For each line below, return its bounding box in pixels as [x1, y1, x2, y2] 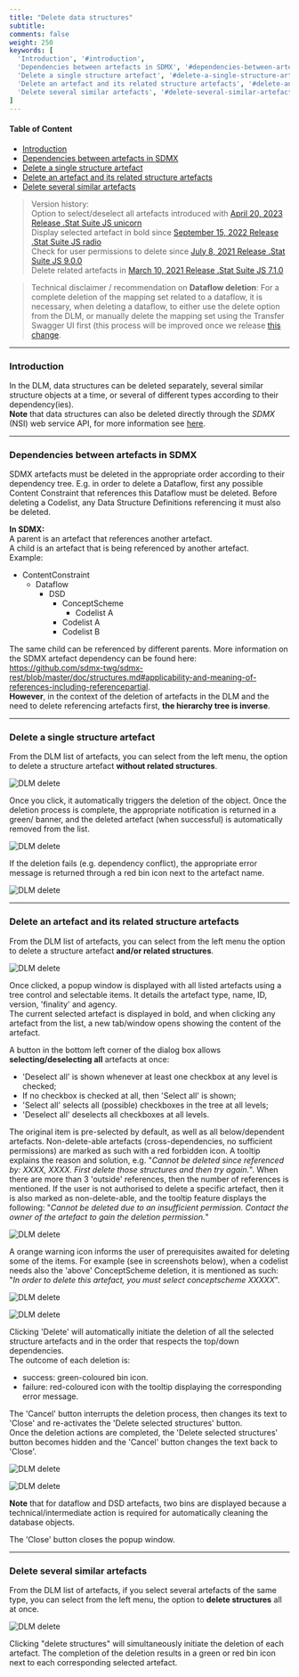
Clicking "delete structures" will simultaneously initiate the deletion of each [9, 1639, 285, 1649]
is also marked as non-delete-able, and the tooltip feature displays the [9, 1192, 267, 1203]
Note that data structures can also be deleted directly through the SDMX [9, 408, 276, 419]
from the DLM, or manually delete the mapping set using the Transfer [30, 310, 285, 321]
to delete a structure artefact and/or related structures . [9, 945, 214, 956]
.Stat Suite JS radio [30, 236, 102, 247]
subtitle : [9, 21, 46, 30]
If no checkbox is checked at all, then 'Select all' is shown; [21, 1090, 237, 1100]
